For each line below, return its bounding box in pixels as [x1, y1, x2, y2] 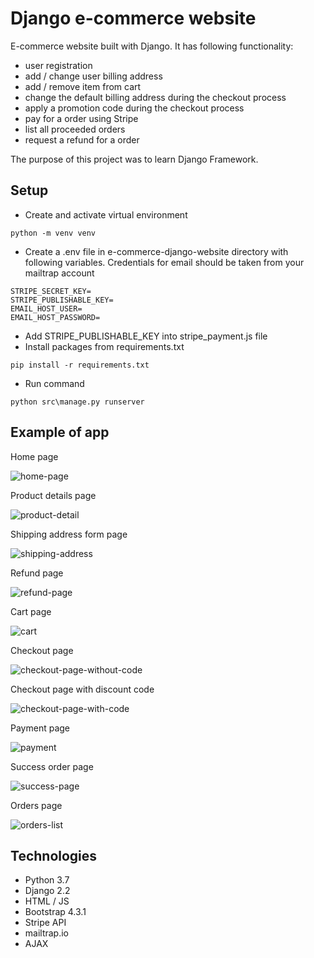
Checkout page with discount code [10, 683, 155, 695]
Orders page [10, 799, 63, 811]
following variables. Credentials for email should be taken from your [24, 256, 305, 268]
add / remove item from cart [24, 80, 142, 92]
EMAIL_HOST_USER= [10, 303, 83, 314]
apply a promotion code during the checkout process [24, 102, 245, 114]
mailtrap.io [24, 927, 70, 939]
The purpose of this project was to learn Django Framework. [10, 153, 259, 165]
